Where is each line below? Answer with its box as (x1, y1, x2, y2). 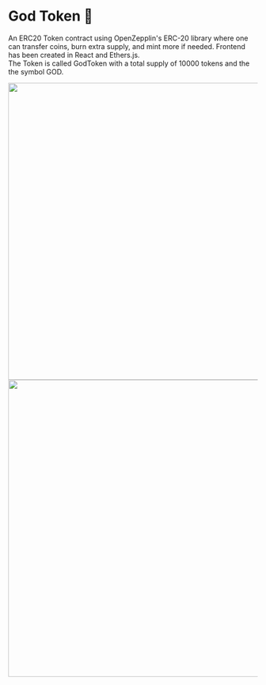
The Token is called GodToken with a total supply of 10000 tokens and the (8, 59, 250, 68)
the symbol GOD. (8, 67, 64, 76)
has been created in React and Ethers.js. (8, 50, 140, 59)
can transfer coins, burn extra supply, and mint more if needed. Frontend (8, 41, 245, 51)
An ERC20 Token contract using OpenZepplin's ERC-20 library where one (8, 33, 249, 43)
